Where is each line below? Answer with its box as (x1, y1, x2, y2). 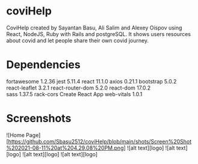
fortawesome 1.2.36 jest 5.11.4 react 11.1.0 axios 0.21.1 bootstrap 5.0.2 (6, 77, 177, 85)
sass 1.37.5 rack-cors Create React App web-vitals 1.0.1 (6, 90, 143, 97)
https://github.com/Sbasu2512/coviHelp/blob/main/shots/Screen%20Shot (8, 138, 192, 145)
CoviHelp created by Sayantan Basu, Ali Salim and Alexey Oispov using (6, 24, 182, 31)
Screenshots (6, 112, 72, 126)
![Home (6, 131, 25, 139)
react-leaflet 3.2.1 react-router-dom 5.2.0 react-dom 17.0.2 (6, 84, 151, 91)
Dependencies (6, 58, 81, 71)
